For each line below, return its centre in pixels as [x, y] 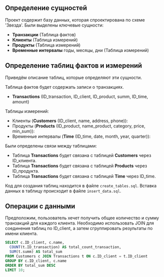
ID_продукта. [25, 171]
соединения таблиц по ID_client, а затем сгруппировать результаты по [79, 228]
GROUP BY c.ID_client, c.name [36, 261]
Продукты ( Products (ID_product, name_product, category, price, [79, 126]
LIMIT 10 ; [15, 270]
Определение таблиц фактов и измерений [74, 66]
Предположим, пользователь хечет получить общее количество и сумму [82, 218]
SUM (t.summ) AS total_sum [36, 252]
